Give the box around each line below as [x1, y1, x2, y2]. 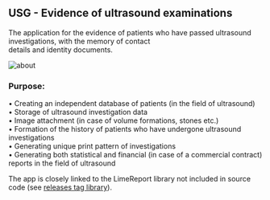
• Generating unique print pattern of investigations [8, 141, 176, 151]
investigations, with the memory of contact [8, 36, 151, 46]
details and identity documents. [8, 44, 113, 55]
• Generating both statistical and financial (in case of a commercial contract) [8, 150, 263, 160]
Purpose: [8, 80, 46, 92]
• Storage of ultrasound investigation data [8, 108, 147, 117]
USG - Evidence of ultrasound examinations [8, 6, 233, 20]
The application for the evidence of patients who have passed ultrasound [8, 27, 251, 37]
